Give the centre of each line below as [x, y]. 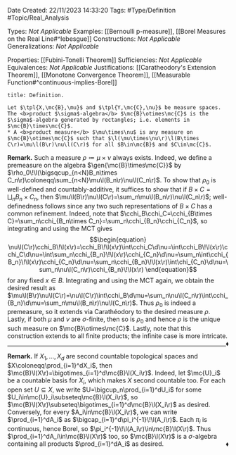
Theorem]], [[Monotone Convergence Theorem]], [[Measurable [99, 75]
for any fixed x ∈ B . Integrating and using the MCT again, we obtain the [111, 280]
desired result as [32, 287]
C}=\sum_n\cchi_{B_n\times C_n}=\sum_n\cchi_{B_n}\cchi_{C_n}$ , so [107, 220]
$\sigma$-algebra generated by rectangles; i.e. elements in [99, 120]
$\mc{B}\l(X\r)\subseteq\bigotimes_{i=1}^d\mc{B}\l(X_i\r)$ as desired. [109, 404]
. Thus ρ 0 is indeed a [166, 304]
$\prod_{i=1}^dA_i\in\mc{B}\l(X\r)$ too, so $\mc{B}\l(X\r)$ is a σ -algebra [112, 436]
